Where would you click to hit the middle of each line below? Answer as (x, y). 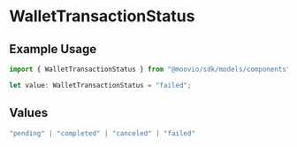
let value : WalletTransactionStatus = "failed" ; (100, 85)
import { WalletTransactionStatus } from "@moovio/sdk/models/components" (150, 69)
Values (29, 113)
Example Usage (53, 49)
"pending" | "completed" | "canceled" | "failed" (103, 133)
